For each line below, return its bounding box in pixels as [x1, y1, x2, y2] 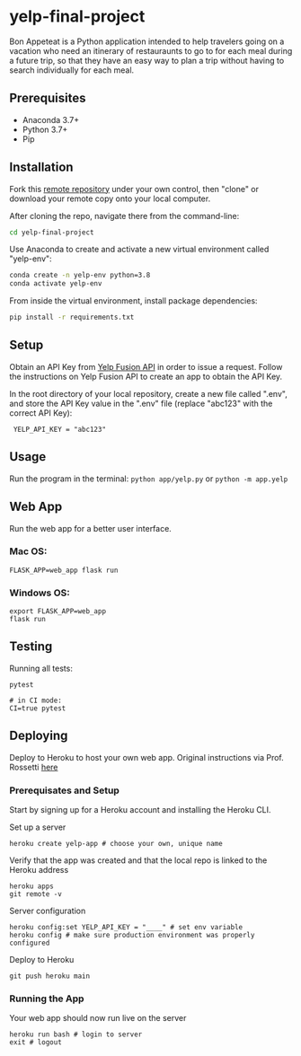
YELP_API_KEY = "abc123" [13, 425, 106, 434]
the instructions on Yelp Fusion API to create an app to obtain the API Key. [9, 371, 283, 382]
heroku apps [9, 882, 54, 891]
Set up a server [9, 822, 66, 832]
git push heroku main [9, 972, 91, 981]
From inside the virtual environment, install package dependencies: [9, 295, 258, 306]
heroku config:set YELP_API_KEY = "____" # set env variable [9, 923, 243, 932]
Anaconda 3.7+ [22, 114, 79, 125]
